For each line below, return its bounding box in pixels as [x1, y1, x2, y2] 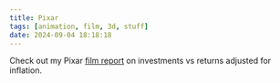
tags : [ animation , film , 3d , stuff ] [9, 22, 149, 31]
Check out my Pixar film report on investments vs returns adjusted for [9, 56, 272, 67]
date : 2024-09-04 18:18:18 [9, 30, 112, 39]
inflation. [9, 65, 43, 76]
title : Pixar [9, 13, 59, 23]
